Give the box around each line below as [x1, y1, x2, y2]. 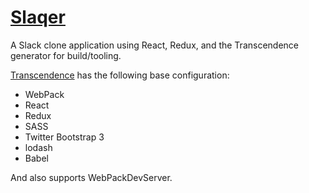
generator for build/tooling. [10, 49, 122, 61]
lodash [24, 141, 53, 153]
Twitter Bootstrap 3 [24, 131, 105, 143]
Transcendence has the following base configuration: [10, 69, 230, 81]
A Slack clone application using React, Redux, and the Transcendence [10, 39, 299, 51]
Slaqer [10, 6, 66, 29]
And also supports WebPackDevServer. [10, 171, 173, 183]
